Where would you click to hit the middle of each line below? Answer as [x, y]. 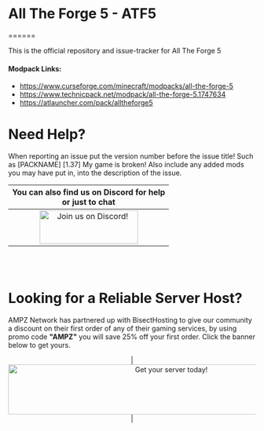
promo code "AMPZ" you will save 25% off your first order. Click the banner [132, 337]
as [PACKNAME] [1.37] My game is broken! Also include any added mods [126, 165]
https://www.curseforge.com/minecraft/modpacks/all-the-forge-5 [126, 86]
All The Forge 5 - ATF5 [82, 14]
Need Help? [47, 135]
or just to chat [88, 203]
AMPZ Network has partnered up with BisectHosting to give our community [130, 320]
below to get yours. [39, 345]
